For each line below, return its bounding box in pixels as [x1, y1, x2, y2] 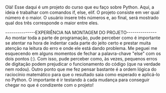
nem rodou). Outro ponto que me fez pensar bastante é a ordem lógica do [5, 66, 157, 72]
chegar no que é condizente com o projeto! [5, 82, 94, 88]
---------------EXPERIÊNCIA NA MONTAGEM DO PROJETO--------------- [5, 30, 157, 35]
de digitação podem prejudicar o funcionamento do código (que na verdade [5, 61, 161, 67]
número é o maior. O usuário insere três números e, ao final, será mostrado [5, 15, 159, 20]
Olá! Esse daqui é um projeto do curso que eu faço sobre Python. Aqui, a [5, 4, 155, 10]
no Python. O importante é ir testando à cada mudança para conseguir [5, 77, 150, 83]
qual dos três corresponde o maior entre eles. [5, 20, 99, 26]
